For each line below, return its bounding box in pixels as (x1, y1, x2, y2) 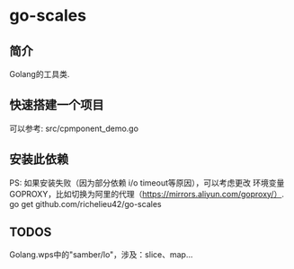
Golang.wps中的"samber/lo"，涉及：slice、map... (9, 249, 193, 260)
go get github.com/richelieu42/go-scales (9, 198, 162, 209)
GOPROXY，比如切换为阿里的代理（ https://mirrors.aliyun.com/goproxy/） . (9, 188, 285, 199)
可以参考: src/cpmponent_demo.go (9, 123, 139, 134)
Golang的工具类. (9, 69, 70, 79)
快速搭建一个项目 (9, 98, 104, 113)
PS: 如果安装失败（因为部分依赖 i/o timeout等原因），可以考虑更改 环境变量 (9, 177, 285, 188)
